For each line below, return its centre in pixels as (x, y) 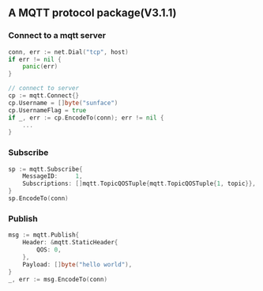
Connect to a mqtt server (57, 36)
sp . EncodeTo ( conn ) (38, 198)
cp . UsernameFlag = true (47, 110)
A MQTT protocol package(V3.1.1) (92, 13)
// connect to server (44, 89)
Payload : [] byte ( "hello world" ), (77, 264)
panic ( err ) (40, 66)
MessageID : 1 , (53, 176)
